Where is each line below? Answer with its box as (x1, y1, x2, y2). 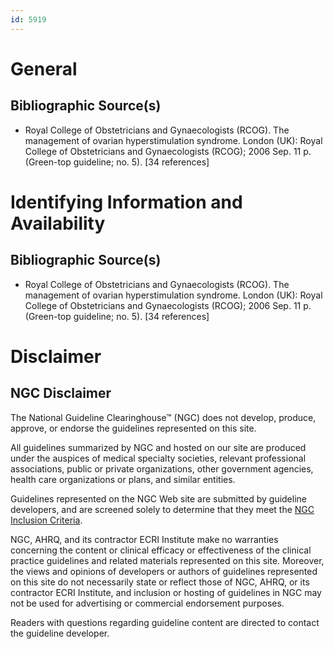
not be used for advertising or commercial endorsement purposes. (10, 597, 285, 609)
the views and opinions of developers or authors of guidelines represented (10, 565, 318, 577)
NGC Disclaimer (10, 385, 112, 402)
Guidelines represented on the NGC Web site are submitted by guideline (10, 492, 307, 505)
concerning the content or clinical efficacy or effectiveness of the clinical (10, 544, 312, 556)
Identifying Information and (10, 191, 243, 213)
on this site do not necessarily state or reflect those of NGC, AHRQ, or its (10, 576, 310, 588)
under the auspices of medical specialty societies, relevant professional (10, 452, 307, 464)
